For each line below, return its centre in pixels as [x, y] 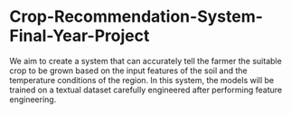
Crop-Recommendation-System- [136, 17]
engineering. [33, 99]
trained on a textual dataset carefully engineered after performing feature [146, 90]
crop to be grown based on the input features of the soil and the [128, 71]
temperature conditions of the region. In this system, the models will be [142, 80]
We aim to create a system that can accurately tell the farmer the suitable [145, 61]
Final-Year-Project [80, 36]
